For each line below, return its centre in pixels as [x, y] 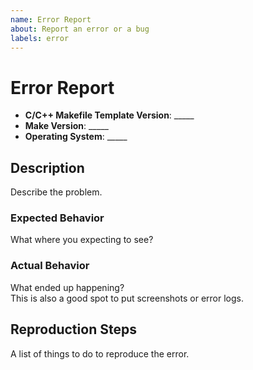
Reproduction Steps [73, 329]
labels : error [40, 38]
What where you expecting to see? [82, 240]
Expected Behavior [57, 218]
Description [47, 167]
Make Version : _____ [66, 126]
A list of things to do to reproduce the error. [100, 353]
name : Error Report [51, 19]
